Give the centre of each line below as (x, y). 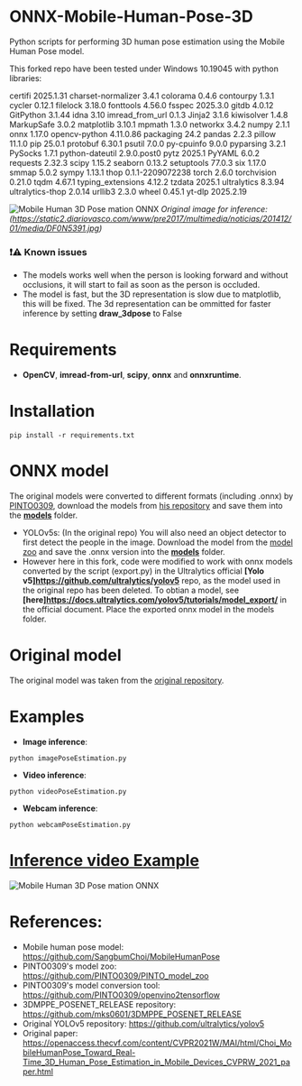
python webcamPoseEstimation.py (70, 824)
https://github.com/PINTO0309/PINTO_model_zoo (115, 975)
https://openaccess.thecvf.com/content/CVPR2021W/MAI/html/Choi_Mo (157, 1043)
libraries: (26, 78)
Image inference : (55, 741)
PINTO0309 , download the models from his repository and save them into (146, 506)
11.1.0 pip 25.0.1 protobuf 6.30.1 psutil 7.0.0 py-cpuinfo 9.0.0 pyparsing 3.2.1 (148, 143)
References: (56, 922)
